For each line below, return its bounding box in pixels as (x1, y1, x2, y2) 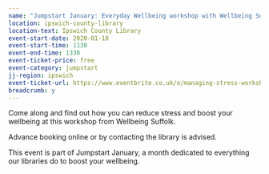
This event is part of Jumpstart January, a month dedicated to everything (8, 148, 250, 157)
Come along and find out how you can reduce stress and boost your (8, 108, 234, 118)
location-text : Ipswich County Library (8, 26, 142, 34)
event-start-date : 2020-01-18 (8, 34, 110, 42)
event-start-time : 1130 (8, 42, 88, 50)
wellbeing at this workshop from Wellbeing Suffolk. (8, 117, 176, 127)
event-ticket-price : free (8, 57, 94, 65)
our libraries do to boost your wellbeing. (8, 156, 140, 166)
